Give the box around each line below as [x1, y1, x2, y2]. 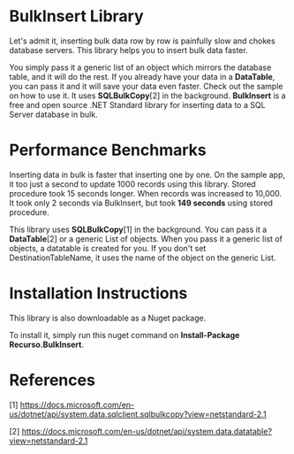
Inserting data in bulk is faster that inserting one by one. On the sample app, [9, 169, 285, 180]
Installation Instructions [9, 283, 188, 304]
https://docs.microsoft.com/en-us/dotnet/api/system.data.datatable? [21, 426, 272, 436]
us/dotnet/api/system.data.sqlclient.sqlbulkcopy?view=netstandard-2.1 [9, 409, 267, 419]
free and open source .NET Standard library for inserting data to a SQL [9, 99, 267, 110]
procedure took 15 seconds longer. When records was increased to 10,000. [9, 188, 283, 198]
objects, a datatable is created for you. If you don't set [9, 242, 207, 253]
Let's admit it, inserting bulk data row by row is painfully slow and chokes [9, 35, 275, 46]
